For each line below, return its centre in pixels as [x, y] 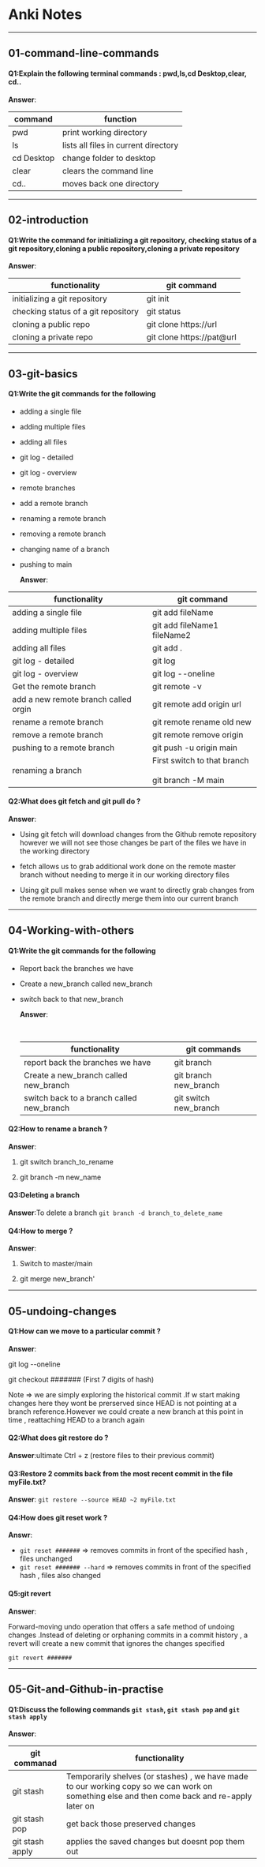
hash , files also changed [60, 1576]
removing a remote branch [63, 534]
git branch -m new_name [60, 1177]
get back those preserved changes [131, 1824]
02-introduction [49, 220]
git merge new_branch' [57, 1279]
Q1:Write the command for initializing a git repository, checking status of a [132, 240]
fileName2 [172, 635]
